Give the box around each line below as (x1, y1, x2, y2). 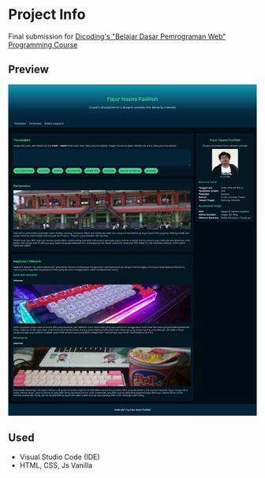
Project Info (8, 6, 86, 24)
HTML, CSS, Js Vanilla (19, 460, 93, 470)
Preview (8, 63, 50, 77)
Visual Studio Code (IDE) (19, 452, 100, 461)
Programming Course (8, 39, 78, 49)
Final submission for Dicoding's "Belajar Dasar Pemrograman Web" (8, 32, 226, 41)
